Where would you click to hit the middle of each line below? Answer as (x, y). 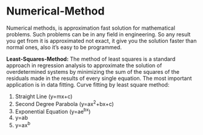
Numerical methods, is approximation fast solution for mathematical (91, 28)
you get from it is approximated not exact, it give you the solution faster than (101, 41)
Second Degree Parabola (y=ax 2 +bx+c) (64, 103)
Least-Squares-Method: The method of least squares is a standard (91, 59)
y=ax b (23, 124)
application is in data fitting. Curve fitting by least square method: (88, 84)
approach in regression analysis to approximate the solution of (84, 65)
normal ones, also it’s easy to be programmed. (64, 47)
